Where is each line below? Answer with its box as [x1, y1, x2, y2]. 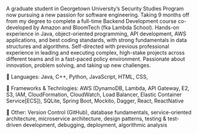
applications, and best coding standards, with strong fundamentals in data [6, 37, 188, 43]
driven [6, 122, 22, 128]
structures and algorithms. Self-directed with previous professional [6, 43, 170, 50]
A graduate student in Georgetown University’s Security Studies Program [6, 5, 185, 12]
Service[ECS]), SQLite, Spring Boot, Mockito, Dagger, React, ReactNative [6, 97, 184, 104]
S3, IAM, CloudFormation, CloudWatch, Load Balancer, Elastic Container [6, 91, 182, 98]
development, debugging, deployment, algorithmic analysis [22, 122, 167, 128]
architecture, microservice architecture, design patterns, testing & [6, 115, 167, 122]
